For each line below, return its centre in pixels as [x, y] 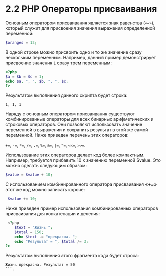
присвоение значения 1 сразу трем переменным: [58, 63]
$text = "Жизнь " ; [33, 227]
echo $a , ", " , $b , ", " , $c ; [37, 81]
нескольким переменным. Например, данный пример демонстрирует [81, 57]
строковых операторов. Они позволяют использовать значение [74, 125]
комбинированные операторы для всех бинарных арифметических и [79, 119]
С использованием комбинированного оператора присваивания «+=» [81, 184]
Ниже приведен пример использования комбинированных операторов [82, 208]
